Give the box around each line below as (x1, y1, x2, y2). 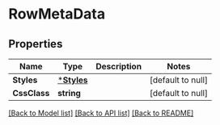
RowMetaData (8, 5, 106, 23)
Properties (8, 37, 63, 51)
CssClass (12, 88, 50, 98)
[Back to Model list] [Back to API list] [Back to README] (8, 108, 194, 118)
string (57, 88, 81, 98)
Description (95, 61, 142, 72)
